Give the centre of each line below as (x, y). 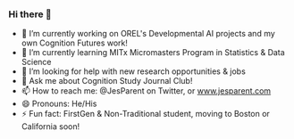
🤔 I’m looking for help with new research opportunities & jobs (134, 71)
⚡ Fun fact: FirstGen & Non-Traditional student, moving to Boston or (145, 114)
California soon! (50, 127)
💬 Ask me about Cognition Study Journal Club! (107, 81)
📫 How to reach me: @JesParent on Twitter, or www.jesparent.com (146, 91)
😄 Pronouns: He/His (59, 104)
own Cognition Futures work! (75, 43)
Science (36, 62)
